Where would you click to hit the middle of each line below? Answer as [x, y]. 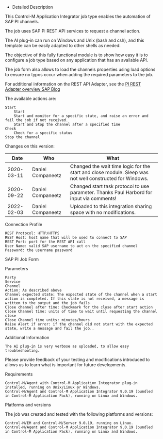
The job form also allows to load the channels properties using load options [80, 69]
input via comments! [93, 198]
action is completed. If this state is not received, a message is [75, 299]
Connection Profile [24, 224]
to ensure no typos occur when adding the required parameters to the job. [79, 74]
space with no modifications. [103, 212]
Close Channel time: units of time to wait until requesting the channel [81, 311]
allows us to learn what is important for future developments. [66, 365]
